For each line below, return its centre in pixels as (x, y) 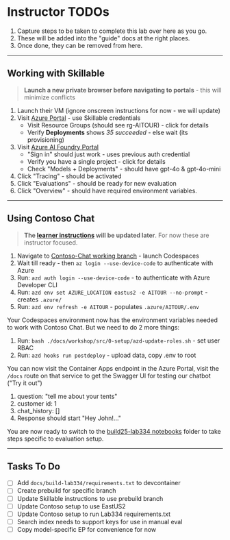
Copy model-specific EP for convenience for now (87, 529)
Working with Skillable (56, 74)
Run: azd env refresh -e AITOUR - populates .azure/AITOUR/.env (108, 306)
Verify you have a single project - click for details (96, 161)
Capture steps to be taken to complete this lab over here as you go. (112, 31)
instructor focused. (51, 242)
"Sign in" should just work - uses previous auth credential (108, 154)
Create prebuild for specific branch (66, 491)
